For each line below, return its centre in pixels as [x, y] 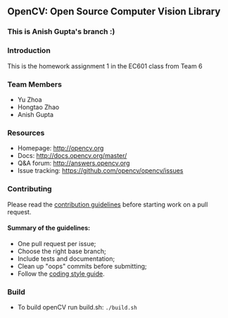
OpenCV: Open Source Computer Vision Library [114, 12]
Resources [26, 133]
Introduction [29, 51]
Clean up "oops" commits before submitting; [82, 266]
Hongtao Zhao [38, 107]
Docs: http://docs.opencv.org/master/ [72, 156]
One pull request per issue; [57, 243]
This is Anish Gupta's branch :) [61, 32]
